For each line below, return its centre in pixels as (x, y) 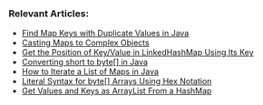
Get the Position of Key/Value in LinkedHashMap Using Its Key (138, 52)
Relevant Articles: (49, 14)
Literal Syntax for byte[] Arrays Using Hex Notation (117, 81)
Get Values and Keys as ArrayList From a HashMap (117, 91)
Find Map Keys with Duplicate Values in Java (105, 33)
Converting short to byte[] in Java (85, 62)
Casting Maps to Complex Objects (86, 43)
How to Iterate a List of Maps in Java (90, 72)
